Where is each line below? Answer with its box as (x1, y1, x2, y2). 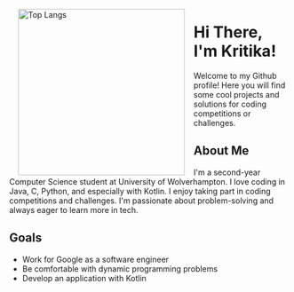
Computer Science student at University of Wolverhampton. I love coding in (9, 176, 286, 186)
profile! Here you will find (194, 80, 286, 91)
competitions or (194, 107, 251, 119)
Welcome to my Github (194, 70, 277, 81)
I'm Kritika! (194, 41, 277, 61)
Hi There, (194, 22, 263, 43)
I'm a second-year (194, 167, 261, 178)
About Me (194, 143, 250, 159)
